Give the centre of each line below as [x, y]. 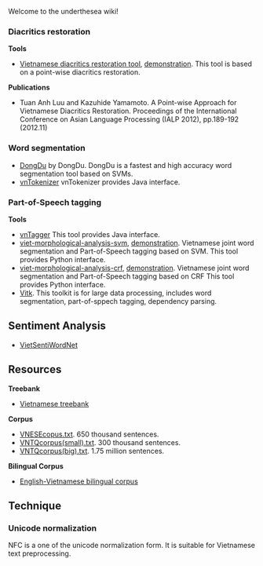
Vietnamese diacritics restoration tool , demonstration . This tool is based [136, 64]
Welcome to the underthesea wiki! [64, 11]
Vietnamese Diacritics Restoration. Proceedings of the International [128, 111]
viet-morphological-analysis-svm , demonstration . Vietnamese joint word [137, 243]
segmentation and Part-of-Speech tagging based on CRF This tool [127, 276]
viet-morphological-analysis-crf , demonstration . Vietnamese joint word [134, 268]
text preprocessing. [40, 553]
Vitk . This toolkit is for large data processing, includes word [115, 293]
